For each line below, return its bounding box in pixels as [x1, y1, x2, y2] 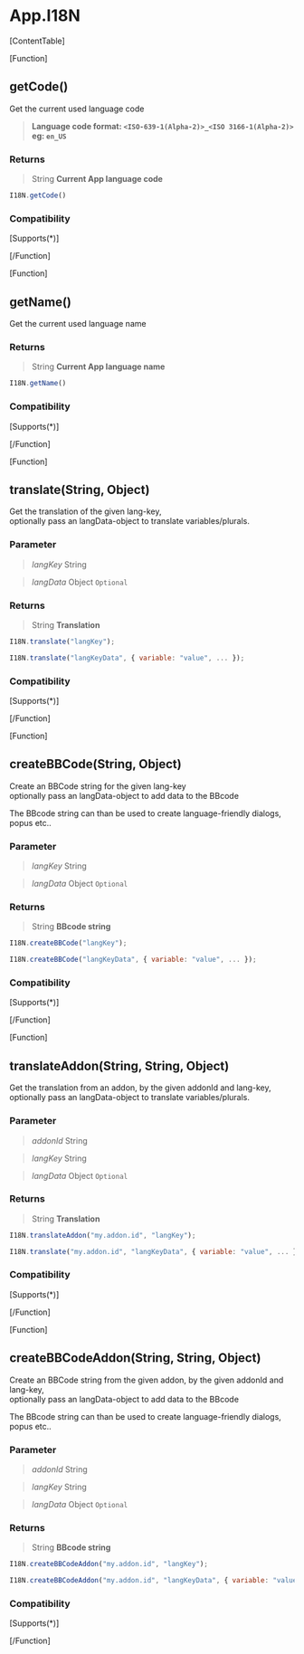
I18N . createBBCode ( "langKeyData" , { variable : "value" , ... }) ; [9, 955, 257, 965]
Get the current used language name [9, 318, 147, 329]
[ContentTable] [9, 35, 65, 46]
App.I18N [9, 5, 81, 26]
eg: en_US [31, 130, 67, 141]
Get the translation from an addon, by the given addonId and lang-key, [9, 1082, 271, 1093]
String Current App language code [31, 174, 163, 185]
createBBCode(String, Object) [9, 756, 183, 772]
